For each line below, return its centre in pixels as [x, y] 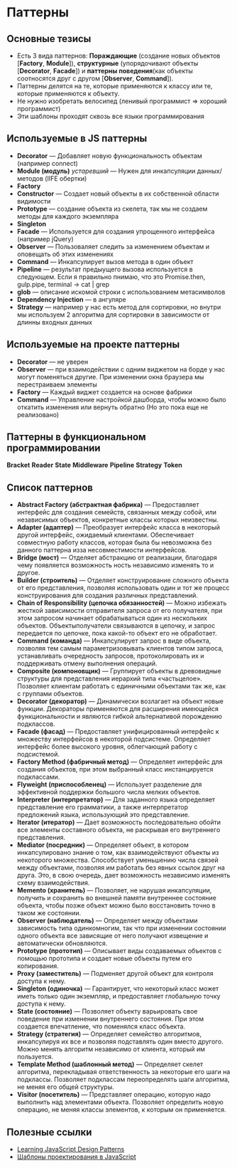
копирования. [38, 966]
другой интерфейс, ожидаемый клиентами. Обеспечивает [105, 535]
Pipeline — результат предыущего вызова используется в [105, 269]
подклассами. [38, 777]
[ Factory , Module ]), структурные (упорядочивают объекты [108, 63]
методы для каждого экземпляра [68, 216]
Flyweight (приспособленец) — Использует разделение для [109, 784]
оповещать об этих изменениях [65, 254]
